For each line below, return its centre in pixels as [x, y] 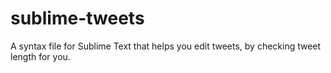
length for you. [40, 56]
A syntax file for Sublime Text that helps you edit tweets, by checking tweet [166, 46]
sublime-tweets [77, 18]
